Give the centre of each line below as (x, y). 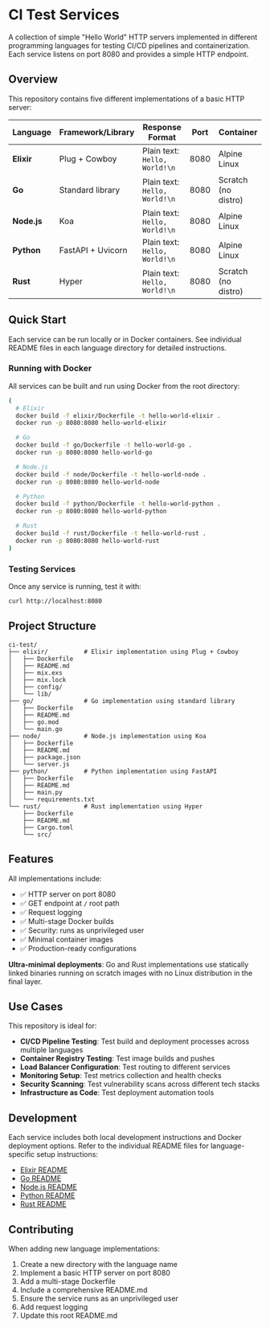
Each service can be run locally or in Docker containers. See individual (125, 339)
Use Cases (36, 1006)
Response (162, 127)
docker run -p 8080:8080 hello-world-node (88, 482)
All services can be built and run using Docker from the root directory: (124, 386)
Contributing (41, 1230)
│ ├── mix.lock (37, 680)
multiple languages (51, 1050)
